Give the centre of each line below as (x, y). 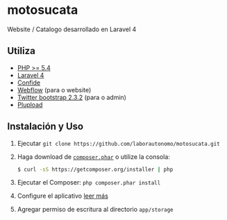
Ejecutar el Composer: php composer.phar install (89, 183)
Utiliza (22, 51)
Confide (28, 83)
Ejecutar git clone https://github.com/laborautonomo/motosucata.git (118, 143)
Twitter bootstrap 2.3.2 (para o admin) (72, 97)
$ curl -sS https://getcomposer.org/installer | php (95, 169)
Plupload (30, 104)
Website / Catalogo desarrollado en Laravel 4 (72, 29)
